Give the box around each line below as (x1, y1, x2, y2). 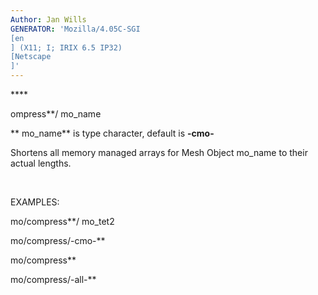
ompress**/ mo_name (10, 108, 102, 120)
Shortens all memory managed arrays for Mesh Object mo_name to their (10, 147, 308, 158)
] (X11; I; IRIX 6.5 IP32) (10, 42, 123, 53)
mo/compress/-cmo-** (10, 235, 106, 246)
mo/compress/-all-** (10, 274, 97, 285)
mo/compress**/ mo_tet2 (10, 216, 115, 227)
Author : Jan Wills (10, 14, 87, 25)
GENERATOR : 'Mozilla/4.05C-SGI (10, 24, 141, 34)
